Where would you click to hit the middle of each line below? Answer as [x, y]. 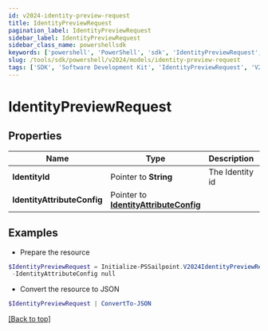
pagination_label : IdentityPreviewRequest [80, 30]
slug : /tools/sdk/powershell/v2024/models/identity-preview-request [124, 60]
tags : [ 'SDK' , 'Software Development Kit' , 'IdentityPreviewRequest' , [128, 68]
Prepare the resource [55, 252]
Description [231, 158]
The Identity [231, 172]
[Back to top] [30, 319]
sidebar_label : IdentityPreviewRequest [75, 38]
